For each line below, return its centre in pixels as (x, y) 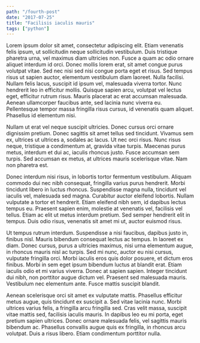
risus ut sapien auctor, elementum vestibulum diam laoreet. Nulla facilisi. (95, 77)
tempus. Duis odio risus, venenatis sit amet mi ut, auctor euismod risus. (94, 221)
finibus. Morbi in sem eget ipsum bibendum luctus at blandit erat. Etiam (94, 265)
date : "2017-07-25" (31, 17)
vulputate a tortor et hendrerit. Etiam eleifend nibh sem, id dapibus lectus (96, 202)
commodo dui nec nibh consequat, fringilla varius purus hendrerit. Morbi (96, 183)
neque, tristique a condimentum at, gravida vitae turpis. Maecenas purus (96, 146)
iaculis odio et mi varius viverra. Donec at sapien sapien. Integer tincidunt (97, 271)
